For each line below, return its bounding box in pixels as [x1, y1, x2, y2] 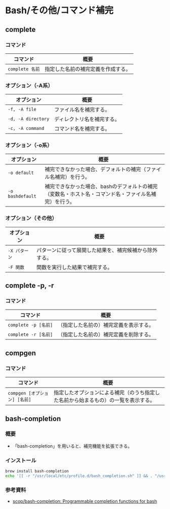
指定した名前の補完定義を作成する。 [45, 65, 131, 73]
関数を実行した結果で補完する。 [36, 263, 113, 270]
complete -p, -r [5, 281, 54, 290]
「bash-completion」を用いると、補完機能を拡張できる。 [12, 443, 133, 449]
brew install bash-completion [5, 469, 69, 474]
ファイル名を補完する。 [54, 106, 110, 113]
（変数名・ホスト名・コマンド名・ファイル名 [45, 191, 151, 198]
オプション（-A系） [5, 82, 53, 89]
